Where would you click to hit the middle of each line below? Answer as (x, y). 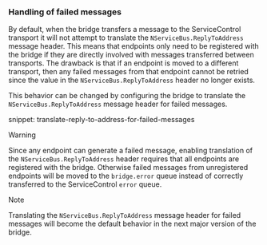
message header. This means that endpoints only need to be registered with (134, 46)
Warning (22, 135)
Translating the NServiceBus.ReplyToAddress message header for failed (125, 215)
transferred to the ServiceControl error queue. (85, 184)
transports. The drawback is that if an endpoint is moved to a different (124, 63)
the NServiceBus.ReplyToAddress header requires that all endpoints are (124, 159)
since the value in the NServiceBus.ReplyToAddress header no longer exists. (132, 80)
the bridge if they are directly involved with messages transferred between (131, 55)
